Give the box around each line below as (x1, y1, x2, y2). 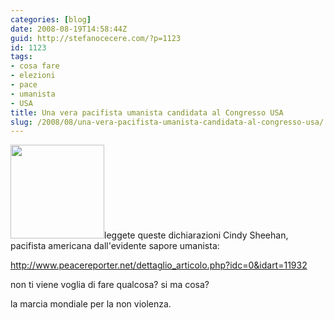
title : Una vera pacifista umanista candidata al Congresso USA (10, 107, 284, 118)
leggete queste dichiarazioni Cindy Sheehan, (104, 229, 289, 241)
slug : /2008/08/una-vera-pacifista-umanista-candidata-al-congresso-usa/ (10, 117, 325, 127)
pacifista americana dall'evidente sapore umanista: (10, 240, 220, 252)
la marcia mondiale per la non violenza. (10, 298, 172, 310)
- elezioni (10, 71, 56, 81)
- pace (10, 80, 38, 90)
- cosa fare (10, 61, 60, 71)
